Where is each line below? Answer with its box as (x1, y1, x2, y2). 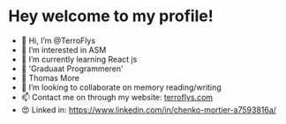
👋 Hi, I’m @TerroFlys (20, 35, 96, 46)
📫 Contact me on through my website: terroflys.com (20, 91, 214, 102)
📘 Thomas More (20, 72, 80, 83)
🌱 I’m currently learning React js (20, 54, 138, 64)
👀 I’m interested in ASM (20, 44, 107, 55)
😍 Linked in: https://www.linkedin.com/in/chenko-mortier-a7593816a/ (20, 104, 277, 115)
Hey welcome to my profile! (8, 6, 214, 26)
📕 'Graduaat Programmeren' (20, 63, 124, 74)
